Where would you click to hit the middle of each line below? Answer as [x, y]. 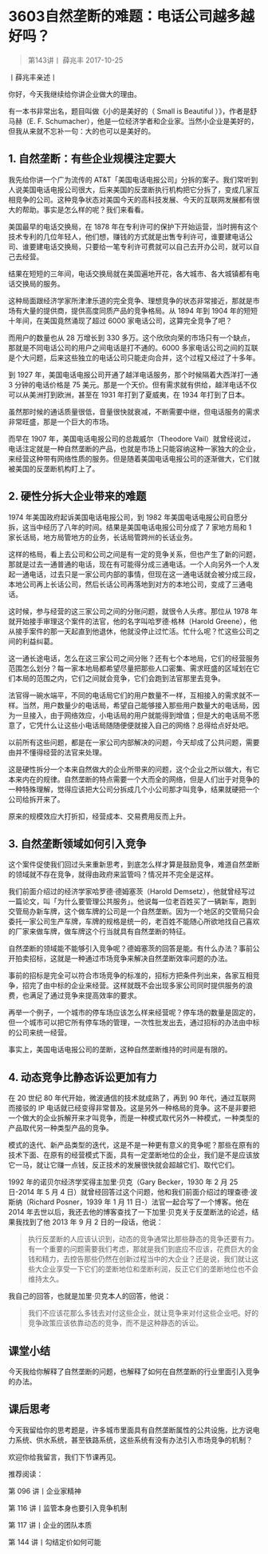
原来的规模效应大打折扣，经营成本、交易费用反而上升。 [99, 816]
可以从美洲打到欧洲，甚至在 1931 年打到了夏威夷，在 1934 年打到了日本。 [129, 395]
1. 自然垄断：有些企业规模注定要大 [92, 159]
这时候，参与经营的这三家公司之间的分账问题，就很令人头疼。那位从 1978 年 [133, 611]
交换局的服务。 [39, 283]
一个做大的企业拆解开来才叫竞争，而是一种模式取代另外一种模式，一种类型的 [134, 1118]
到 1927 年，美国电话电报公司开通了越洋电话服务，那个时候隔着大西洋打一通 [133, 374]
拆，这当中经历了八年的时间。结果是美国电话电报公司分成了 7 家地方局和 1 [130, 527]
